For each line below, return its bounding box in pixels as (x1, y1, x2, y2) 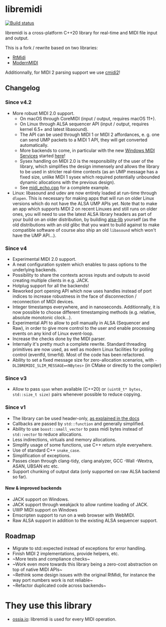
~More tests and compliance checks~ (12, 556, 90, 562)
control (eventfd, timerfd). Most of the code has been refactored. (12, 351, 146, 358)
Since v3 (5, 375, 27, 382)
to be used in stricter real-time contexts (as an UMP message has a (19, 168, 158, 174)
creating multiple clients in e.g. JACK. (12, 277, 89, 283)
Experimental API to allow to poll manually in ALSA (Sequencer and (12, 320, 150, 326)
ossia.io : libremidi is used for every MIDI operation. (12, 616, 117, 623)
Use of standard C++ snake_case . (12, 447, 81, 453)
